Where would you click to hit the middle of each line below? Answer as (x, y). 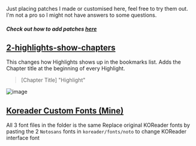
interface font (23, 138)
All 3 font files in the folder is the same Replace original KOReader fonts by (98, 125)
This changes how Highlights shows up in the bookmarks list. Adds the (94, 62)
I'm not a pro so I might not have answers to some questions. (82, 15)
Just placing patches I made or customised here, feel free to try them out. (97, 9)
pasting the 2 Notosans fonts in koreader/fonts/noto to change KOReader (97, 132)
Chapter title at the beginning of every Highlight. (66, 68)
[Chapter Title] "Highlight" (53, 80)
